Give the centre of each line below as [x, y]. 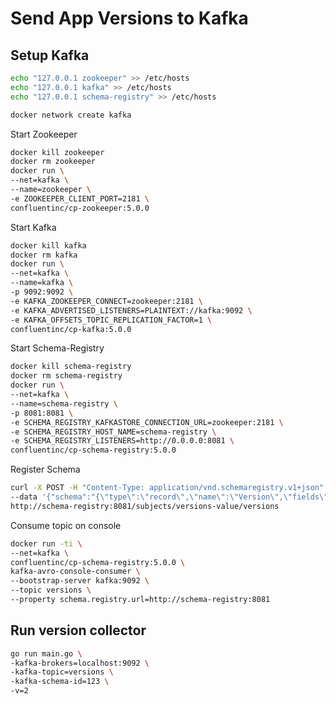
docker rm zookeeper [53, 162]
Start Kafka [33, 227]
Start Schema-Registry [57, 348]
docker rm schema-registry [66, 376]
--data [24, 497]
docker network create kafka [71, 115]
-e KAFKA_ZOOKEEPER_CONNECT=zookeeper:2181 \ [106, 301]
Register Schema [45, 469]
